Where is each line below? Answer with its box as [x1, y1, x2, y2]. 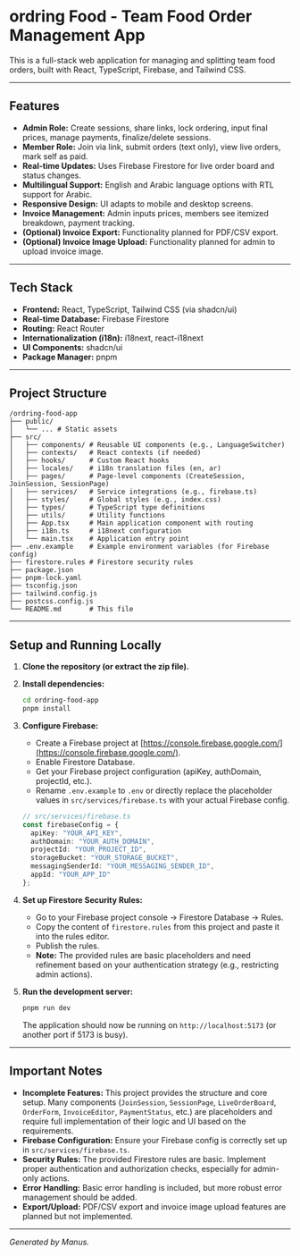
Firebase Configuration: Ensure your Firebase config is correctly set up [21, 1134, 287, 1145]
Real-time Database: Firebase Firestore [21, 313, 170, 324]
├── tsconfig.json [9, 581, 78, 591]
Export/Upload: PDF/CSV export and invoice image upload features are [21, 1201, 287, 1212]
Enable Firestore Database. [35, 756, 136, 767]
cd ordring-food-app [21, 695, 99, 705]
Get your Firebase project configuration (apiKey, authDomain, [35, 766, 262, 777]
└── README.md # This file [9, 605, 134, 614]
